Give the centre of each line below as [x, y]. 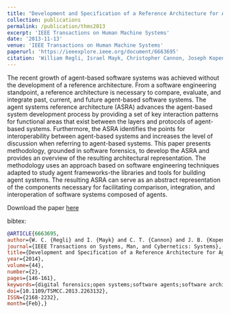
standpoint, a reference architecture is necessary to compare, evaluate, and [114, 92]
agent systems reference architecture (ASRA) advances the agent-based [110, 106]
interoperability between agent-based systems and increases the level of [110, 136]
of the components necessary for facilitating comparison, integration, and [111, 187]
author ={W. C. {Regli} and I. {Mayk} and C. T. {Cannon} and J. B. [105, 240]
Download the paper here [43, 207]
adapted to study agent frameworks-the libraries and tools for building [106, 172]
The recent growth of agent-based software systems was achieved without [113, 78]
